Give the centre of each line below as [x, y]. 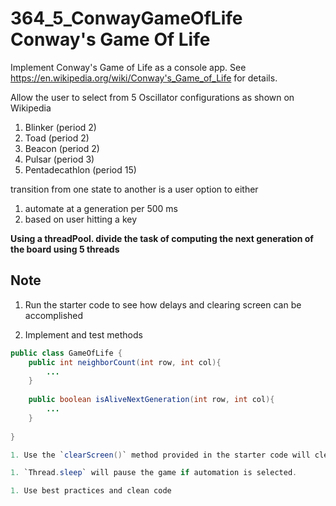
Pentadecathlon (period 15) [80, 169]
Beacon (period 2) [62, 148]
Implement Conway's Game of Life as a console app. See [128, 67]
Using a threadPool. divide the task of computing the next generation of [162, 238]
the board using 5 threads [65, 249]
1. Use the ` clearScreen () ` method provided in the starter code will [160, 455]
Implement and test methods [83, 334]
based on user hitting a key [81, 219]
